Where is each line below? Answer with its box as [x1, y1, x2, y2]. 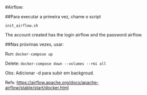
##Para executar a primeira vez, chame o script [5, 14, 101, 19]
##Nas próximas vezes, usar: [5, 41, 64, 47]
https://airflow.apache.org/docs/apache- [16, 80, 99, 85]
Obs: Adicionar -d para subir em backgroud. [5, 70, 95, 76]
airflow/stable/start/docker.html [5, 85, 69, 91]
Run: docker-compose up [5, 51, 53, 57]
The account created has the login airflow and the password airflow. [5, 32, 143, 37]
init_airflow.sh [5, 23, 38, 28]
